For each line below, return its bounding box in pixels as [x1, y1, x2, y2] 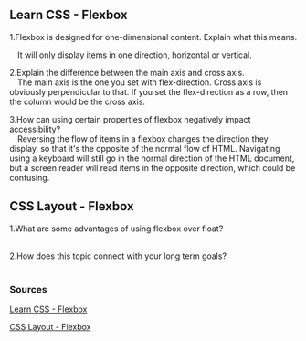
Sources [9, 282, 47, 295]
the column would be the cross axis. [9, 96, 146, 107]
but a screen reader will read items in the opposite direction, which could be [9, 162, 296, 173]
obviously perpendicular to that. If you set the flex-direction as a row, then [9, 86, 289, 97]
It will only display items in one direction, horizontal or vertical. [17, 49, 253, 60]
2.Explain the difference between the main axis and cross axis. [9, 67, 245, 78]
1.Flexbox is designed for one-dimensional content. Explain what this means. [9, 31, 298, 42]
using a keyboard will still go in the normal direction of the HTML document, [9, 153, 295, 164]
